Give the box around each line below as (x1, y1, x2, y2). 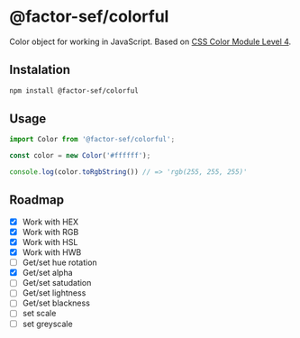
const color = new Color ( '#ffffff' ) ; (9, 151, 151, 160)
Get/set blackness (22, 297, 90, 308)
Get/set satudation (22, 278, 92, 288)
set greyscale (22, 318, 74, 329)
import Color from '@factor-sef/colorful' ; (9, 135, 176, 144)
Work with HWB (22, 247, 82, 258)
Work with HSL (22, 237, 78, 247)
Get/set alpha (22, 268, 74, 279)
